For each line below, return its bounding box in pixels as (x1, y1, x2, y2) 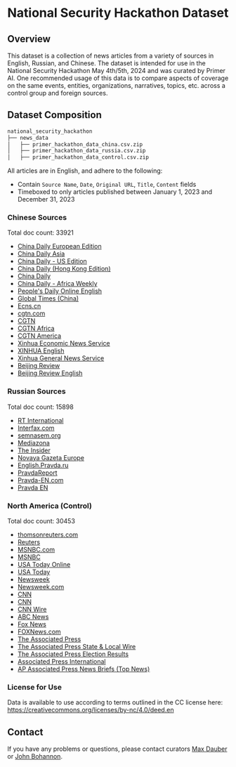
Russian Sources (7, 386, 66, 396)
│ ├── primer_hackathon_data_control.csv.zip (7, 154, 150, 161)
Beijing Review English (17, 369, 83, 377)
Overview (7, 33, 51, 45)
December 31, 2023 (17, 195, 75, 204)
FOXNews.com (17, 627, 61, 636)
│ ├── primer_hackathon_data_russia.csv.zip (7, 147, 146, 155)
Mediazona (17, 438, 51, 447)
